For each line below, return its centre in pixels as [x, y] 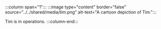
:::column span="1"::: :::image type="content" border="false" [66, 7]
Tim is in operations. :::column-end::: [42, 22]
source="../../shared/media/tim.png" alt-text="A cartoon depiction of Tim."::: [81, 12]
